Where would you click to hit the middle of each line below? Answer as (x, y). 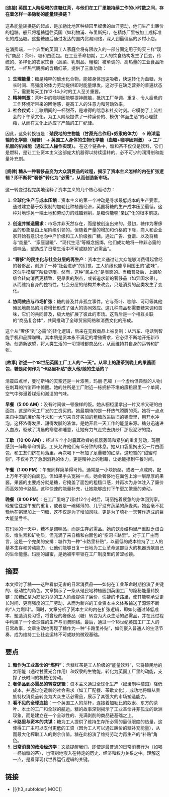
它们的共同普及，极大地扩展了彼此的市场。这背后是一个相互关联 (88, 314)
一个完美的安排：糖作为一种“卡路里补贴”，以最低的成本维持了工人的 (93, 541)
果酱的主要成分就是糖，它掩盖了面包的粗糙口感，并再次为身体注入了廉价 (89, 482)
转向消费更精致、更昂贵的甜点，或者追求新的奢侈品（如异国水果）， (91, 278)
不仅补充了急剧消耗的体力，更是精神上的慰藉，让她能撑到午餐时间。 (87, 459)
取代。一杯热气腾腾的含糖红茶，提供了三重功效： (56, 68)
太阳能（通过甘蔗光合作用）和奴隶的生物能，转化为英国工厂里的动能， (85, 671)
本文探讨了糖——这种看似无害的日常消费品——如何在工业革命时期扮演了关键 (84, 584)
